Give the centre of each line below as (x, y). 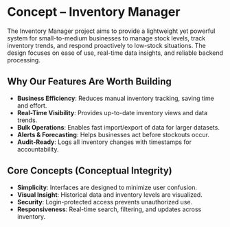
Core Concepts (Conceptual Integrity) (90, 171)
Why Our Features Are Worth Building (89, 82)
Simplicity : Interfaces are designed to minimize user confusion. (107, 187)
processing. (24, 60)
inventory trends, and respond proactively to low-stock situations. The (106, 45)
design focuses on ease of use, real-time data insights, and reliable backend (115, 53)
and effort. (32, 105)
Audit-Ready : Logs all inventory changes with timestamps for (104, 142)
